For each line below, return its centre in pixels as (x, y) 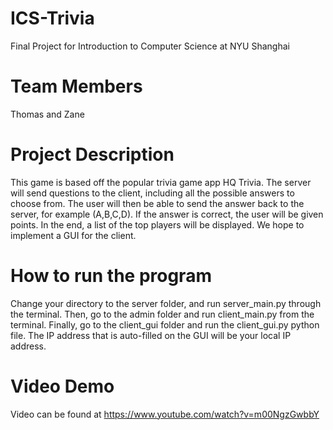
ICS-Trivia (52, 18)
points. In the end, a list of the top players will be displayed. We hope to (157, 224)
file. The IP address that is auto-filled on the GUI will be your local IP (151, 335)
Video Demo (62, 386)
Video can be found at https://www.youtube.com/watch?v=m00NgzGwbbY (165, 414)
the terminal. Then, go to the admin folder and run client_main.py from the (162, 314)
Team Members (76, 86)
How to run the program (111, 276)
